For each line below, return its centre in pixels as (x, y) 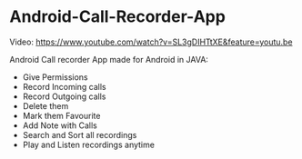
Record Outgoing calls (64, 96)
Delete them (45, 105)
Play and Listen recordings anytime (88, 144)
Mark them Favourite (61, 115)
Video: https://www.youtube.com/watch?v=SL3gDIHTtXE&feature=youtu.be (151, 42)
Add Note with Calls (60, 125)
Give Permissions (55, 77)
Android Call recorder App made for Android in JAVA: (109, 59)
